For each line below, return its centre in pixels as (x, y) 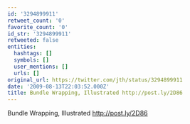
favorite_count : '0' (38, 27)
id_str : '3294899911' (39, 34)
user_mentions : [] (41, 67)
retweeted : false (33, 40)
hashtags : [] (33, 54)
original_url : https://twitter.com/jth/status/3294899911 (95, 80)
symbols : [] (32, 60)
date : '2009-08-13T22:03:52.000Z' (59, 86)
